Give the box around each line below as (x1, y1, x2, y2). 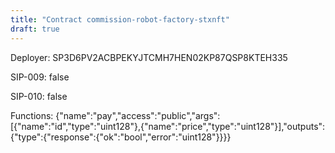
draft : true (10, 24, 60, 34)
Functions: (10, 109, 54, 121)
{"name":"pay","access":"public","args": (55, 109, 221, 121)
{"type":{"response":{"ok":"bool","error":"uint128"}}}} (10, 131, 232, 143)
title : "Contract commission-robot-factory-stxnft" (10, 14, 230, 25)
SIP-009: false (10, 71, 70, 83)
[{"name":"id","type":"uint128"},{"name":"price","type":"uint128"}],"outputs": (10, 120, 326, 132)
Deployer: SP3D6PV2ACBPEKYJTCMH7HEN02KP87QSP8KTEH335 (10, 51, 288, 63)
